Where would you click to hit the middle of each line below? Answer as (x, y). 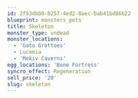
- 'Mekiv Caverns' (40, 59)
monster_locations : (35, 39)
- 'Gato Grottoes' (40, 46)
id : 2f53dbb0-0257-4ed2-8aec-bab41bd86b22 (69, 13)
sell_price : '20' (32, 78)
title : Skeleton (30, 26)
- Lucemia (27, 52)
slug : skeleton (29, 84)
